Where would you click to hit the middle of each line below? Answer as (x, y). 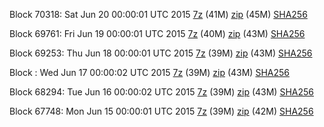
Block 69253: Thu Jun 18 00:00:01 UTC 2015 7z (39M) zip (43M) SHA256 (161, 53)
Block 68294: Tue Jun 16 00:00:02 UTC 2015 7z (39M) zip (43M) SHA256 (161, 92)
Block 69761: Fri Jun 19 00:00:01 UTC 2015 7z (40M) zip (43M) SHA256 (157, 33)
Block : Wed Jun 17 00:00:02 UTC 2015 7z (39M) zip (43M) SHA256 (149, 72)
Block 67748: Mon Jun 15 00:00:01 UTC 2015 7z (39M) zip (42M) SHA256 (161, 111)
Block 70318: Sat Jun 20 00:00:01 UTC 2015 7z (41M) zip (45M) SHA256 (158, 14)
